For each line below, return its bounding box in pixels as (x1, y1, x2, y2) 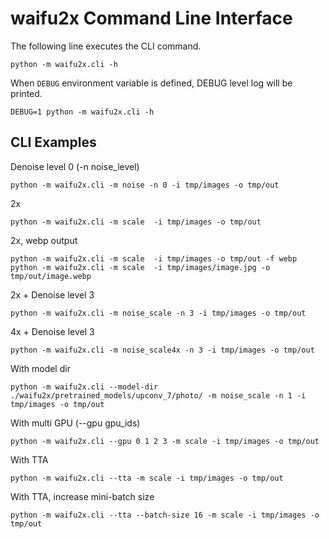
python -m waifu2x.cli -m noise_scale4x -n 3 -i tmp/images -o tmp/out (10, 345, 315, 355)
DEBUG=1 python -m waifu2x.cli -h (10, 107, 155, 117)
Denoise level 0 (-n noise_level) (10, 160, 140, 172)
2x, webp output (10, 234, 78, 246)
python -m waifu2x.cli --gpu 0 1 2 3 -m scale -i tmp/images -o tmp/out (10, 436, 320, 446)
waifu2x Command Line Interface (10, 7, 293, 30)
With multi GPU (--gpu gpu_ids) (10, 417, 141, 429)
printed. (10, 87, 43, 99)
